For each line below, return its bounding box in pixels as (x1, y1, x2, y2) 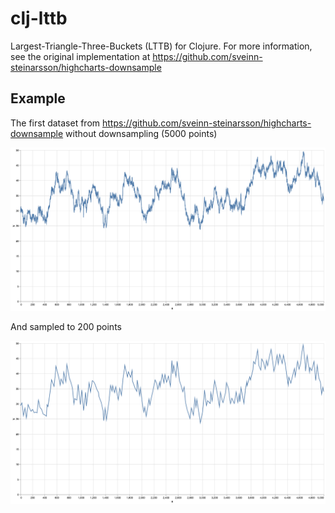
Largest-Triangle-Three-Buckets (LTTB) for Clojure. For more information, (10, 40, 313, 52)
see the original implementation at (10, 50, 151, 62)
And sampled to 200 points (10, 321, 122, 333)
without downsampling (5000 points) (65, 127, 218, 139)
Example (10, 90, 66, 107)
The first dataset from (10, 117, 101, 129)
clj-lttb (10, 7, 68, 30)
